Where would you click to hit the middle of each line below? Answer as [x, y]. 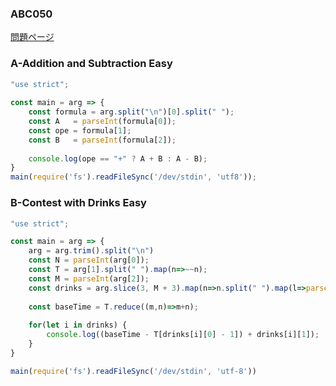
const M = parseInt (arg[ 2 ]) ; [89, 278]
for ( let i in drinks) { [78, 325]
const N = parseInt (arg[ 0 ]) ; [89, 260]
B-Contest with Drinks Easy [78, 203]
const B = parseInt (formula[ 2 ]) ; [102, 140]
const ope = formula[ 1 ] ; [80, 130]
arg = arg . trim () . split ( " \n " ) [91, 251]
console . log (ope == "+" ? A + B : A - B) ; [118, 158]
